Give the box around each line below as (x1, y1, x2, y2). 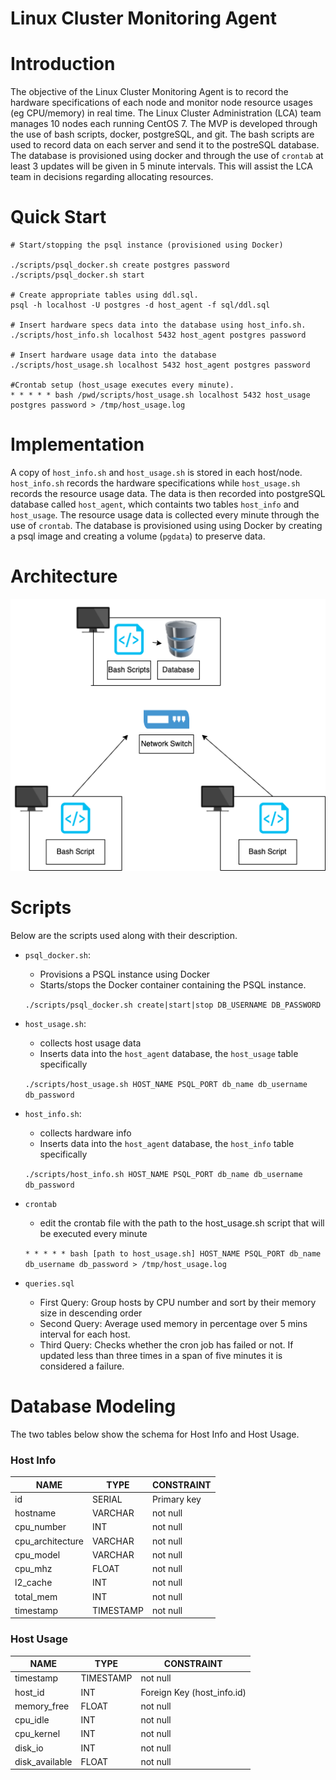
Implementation (10, 433, 145, 456)
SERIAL (92, 1493, 123, 1505)
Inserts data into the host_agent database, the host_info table (39, 1137, 295, 1149)
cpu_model (14, 1548, 61, 1561)
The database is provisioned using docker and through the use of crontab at (10, 150, 324, 162)
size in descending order (39, 1307, 143, 1319)
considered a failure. (39, 1360, 125, 1372)
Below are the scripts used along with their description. (10, 929, 238, 941)
